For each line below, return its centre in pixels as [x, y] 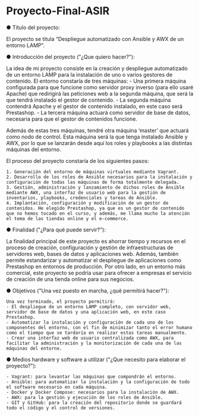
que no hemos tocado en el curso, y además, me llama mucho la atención [98, 213]
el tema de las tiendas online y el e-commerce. [67, 218]
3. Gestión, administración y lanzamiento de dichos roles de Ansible [95, 187]
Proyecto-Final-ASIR [58, 11]
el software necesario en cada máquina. [57, 387]
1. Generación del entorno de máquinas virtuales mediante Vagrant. [93, 172]
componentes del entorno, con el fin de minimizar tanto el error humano [99, 327]
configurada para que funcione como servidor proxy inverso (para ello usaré [100, 87]
